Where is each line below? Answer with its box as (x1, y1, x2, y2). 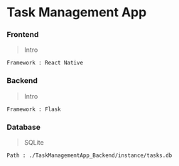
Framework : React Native (6, 60, 83, 67)
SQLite (23, 138, 44, 147)
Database (6, 122, 40, 132)
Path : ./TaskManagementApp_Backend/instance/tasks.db (6, 152, 173, 160)
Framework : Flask (6, 106, 61, 113)
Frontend (6, 30, 39, 40)
